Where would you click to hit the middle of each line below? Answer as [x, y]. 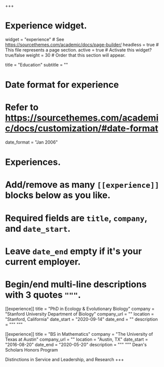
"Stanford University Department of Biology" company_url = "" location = [80, 314]
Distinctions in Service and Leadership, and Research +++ [65, 359]
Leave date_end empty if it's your [74, 251]
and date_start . [38, 229]
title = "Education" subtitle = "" [37, 64]
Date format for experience [62, 85]
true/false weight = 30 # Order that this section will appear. [65, 55]
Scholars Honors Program [31, 350]
